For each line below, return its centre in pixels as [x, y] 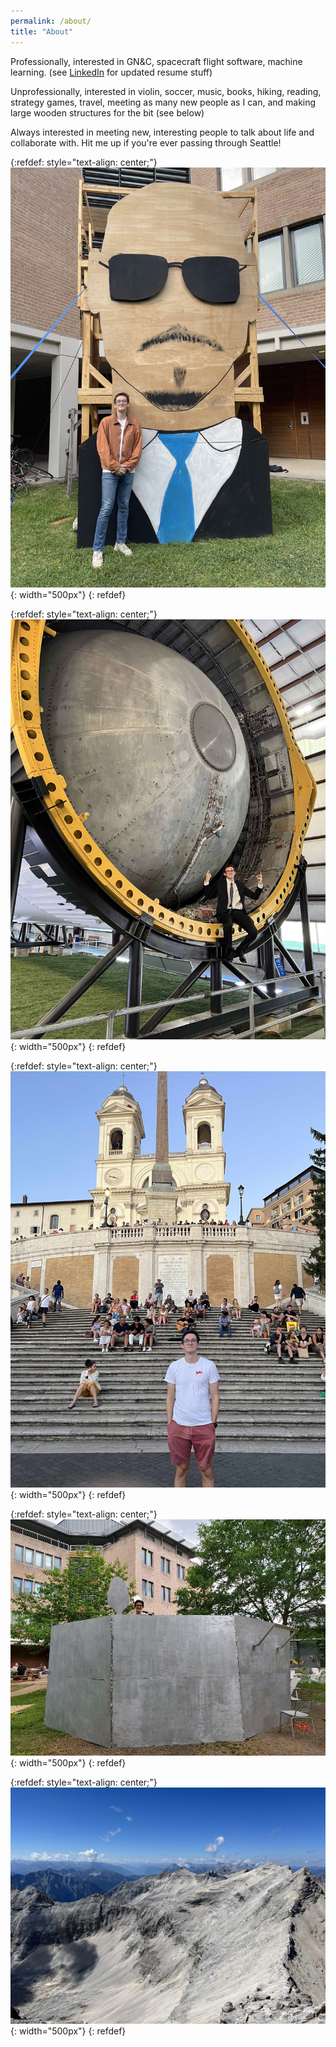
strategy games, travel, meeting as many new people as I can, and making [163, 102]
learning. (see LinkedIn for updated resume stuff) [111, 72]
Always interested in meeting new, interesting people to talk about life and [162, 132]
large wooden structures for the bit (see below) [107, 112]
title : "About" [42, 31]
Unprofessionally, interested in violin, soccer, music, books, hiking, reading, [166, 91]
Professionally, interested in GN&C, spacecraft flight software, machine [156, 61]
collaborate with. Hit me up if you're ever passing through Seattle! [146, 142]
